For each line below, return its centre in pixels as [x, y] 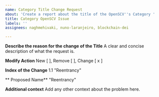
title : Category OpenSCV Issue [37, 19]
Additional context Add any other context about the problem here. [73, 89]
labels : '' [16, 23]
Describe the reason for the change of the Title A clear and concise [75, 46]
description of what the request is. [40, 51]
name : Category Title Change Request [44, 10]
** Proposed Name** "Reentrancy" [41, 80]
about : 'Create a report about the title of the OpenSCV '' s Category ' [80, 14]
